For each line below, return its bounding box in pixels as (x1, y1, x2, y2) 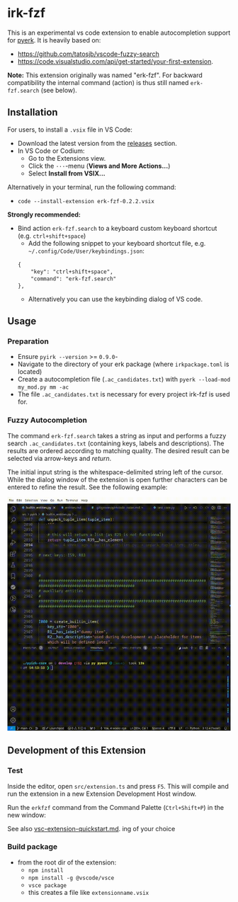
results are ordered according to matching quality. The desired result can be (7, 446, 230, 455)
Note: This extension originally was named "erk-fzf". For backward (7, 71, 203, 79)
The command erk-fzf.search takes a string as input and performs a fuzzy (7, 431, 227, 440)
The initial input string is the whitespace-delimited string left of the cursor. (7, 467, 224, 476)
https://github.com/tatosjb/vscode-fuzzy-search (17, 50, 159, 58)
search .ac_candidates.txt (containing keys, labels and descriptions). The (7, 439, 225, 447)
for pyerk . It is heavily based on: (7, 35, 101, 44)
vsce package (28, 881, 67, 889)
